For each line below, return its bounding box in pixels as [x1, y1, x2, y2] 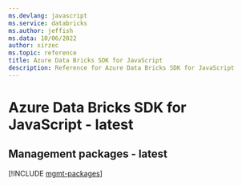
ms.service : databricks [8, 19, 88, 27]
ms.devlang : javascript [8, 11, 88, 20]
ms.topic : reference [8, 49, 78, 57]
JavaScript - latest [8, 115, 134, 133]
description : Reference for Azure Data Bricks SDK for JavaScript [8, 64, 235, 72]
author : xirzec [8, 42, 59, 50]
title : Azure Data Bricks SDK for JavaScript [8, 57, 163, 65]
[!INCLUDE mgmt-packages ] [8, 168, 103, 178]
